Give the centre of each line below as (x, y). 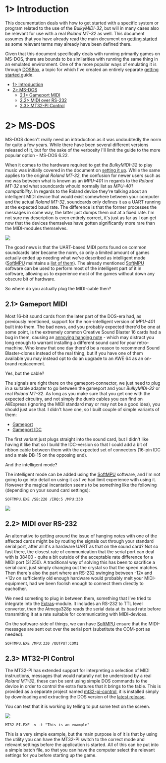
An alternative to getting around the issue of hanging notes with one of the (81, 536)
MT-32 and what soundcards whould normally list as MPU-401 (69, 186)
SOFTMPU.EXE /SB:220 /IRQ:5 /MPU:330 (44, 499)
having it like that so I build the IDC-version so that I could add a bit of (76, 444)
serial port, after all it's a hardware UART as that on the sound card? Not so (82, 546)
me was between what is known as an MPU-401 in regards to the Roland (79, 180)
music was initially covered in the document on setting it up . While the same (83, 170)
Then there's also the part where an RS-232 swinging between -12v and (79, 573)
